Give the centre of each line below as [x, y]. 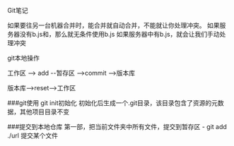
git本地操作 [24, 58]
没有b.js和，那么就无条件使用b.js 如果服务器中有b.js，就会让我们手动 [120, 34]
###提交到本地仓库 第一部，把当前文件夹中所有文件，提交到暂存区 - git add [117, 127]
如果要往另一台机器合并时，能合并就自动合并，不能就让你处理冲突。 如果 [113, 25]
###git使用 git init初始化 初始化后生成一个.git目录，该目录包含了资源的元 [112, 103]
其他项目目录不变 [44, 112]
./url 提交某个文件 [33, 135]
